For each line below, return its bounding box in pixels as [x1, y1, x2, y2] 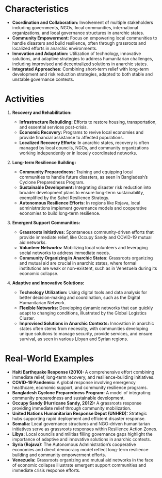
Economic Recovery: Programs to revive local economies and [19, 129, 144, 135]
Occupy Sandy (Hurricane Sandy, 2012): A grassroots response [12, 400, 142, 406]
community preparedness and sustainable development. [12, 395, 125, 401]
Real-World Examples [5, 353, 94, 364]
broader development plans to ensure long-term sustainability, [19, 189, 145, 195]
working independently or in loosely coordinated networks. [19, 150, 137, 156]
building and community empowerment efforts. [12, 452, 106, 458]
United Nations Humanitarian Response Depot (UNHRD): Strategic [12, 410, 147, 416]
